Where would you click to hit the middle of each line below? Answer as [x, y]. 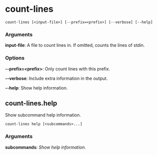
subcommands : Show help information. [46, 147]
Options [15, 58]
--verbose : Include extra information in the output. [57, 78]
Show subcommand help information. [43, 115]
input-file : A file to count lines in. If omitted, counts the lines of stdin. [75, 45]
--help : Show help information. [36, 88]
